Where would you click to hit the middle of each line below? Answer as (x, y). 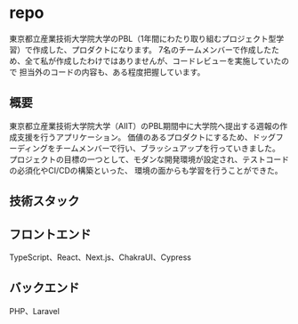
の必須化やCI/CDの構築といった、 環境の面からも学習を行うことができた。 (146, 170)
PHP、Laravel (35, 311)
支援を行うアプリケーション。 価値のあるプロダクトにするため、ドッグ (146, 137)
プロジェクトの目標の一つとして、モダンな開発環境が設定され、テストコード (149, 159)
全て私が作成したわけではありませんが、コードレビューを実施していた (153, 61)
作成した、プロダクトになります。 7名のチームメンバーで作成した (152, 49)
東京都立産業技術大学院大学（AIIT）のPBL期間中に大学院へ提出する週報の (145, 126)
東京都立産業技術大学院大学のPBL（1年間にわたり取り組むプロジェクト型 (143, 38)
